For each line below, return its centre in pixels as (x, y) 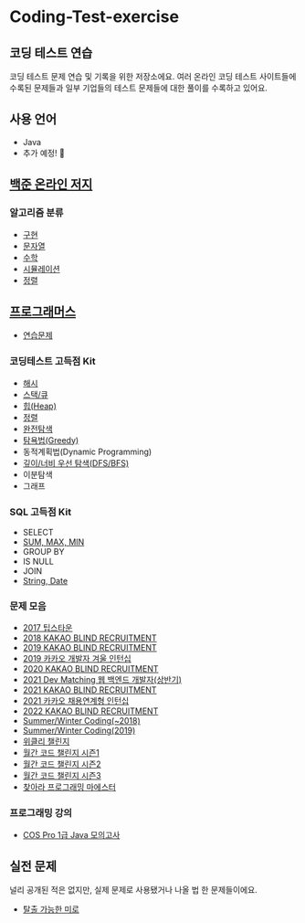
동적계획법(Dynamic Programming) (87, 451)
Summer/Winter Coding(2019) (79, 731)
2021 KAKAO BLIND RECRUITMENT (89, 690)
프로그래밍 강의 (41, 813)
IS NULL (38, 561)
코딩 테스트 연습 (51, 53)
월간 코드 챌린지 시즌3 (62, 776)
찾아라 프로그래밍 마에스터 (69, 787)
